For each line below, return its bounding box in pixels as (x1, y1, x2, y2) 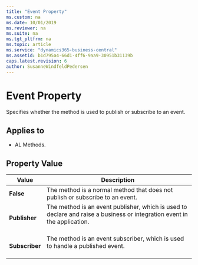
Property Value (6, 158, 63, 168)
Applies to (6, 125, 45, 136)
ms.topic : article (6, 42, 51, 48)
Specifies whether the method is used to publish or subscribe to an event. (6, 109, 186, 116)
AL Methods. (14, 141, 46, 148)
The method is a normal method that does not (46, 185, 173, 194)
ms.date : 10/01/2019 (6, 19, 57, 25)
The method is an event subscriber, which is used (46, 234, 184, 243)
